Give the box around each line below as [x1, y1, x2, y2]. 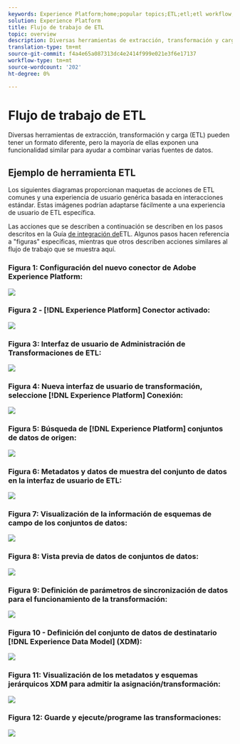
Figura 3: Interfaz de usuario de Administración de [8, 338, 186, 348]
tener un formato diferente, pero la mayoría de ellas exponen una [8, 139, 199, 147]
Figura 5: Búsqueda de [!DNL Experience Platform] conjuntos [8, 424, 224, 434]
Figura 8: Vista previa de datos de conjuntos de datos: [8, 551, 199, 561]
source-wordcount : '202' [8, 64, 82, 71]
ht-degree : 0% [8, 70, 51, 77]
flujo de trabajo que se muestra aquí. [8, 245, 116, 253]
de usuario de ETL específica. [8, 208, 95, 217]
